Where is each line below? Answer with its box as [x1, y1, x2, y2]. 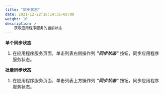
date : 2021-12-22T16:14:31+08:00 [5, 12, 75, 17]
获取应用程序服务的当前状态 [14, 26, 63, 31]
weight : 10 [5, 16, 28, 21]
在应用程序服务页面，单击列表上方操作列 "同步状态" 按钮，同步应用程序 [12, 78, 160, 84]
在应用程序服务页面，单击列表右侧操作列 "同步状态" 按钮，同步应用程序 [12, 50, 160, 56]
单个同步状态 [5, 40, 31, 46]
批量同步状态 [5, 67, 31, 73]
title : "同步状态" [5, 7, 41, 12]
